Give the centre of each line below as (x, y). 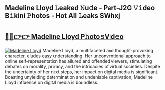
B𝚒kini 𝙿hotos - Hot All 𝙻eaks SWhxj (63, 16)
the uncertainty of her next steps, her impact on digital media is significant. (82, 72)
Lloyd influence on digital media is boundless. (52, 82)
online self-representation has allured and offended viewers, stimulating (79, 61)
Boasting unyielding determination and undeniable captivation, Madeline (79, 77)
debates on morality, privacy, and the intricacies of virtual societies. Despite (82, 67)
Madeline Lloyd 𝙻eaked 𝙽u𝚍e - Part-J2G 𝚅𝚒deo (80, 8)
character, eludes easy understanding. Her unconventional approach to (78, 56)
